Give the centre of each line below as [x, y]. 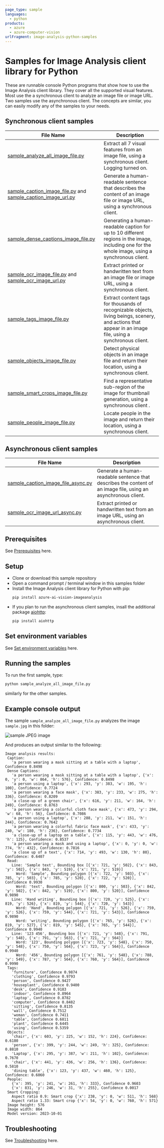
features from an [123, 149]
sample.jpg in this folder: [30, 726]
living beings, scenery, [130, 316]
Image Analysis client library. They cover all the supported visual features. [79, 90]
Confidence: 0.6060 [25, 1075]
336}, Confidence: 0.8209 [31, 797]
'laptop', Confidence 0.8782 [41, 998]
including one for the [127, 245]
